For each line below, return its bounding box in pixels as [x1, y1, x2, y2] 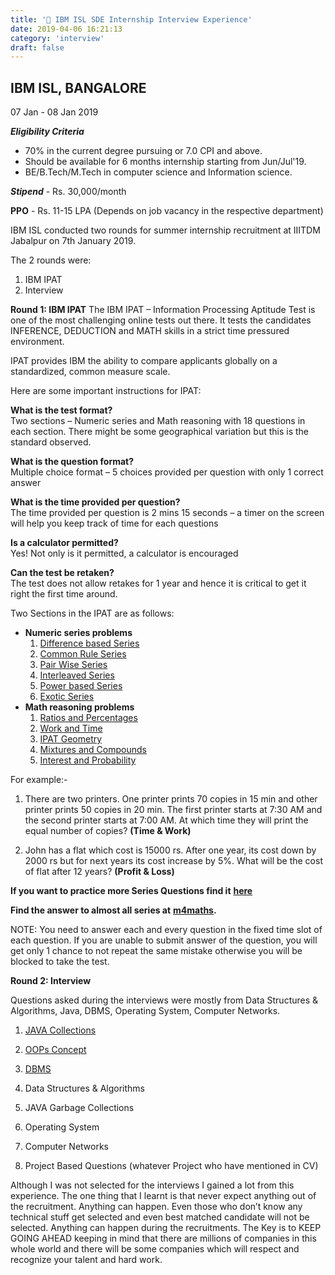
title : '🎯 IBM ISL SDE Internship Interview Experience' [10, 14, 253, 25]
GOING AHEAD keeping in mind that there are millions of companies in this [10, 1232, 317, 1245]
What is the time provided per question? [10, 496, 181, 508]
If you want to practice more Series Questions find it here [10, 885, 253, 897]
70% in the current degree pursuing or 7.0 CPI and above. [24, 145, 263, 157]
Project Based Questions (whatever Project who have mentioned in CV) [24, 1160, 319, 1172]
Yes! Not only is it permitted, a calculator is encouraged [10, 547, 239, 560]
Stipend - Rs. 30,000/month [10, 186, 127, 198]
